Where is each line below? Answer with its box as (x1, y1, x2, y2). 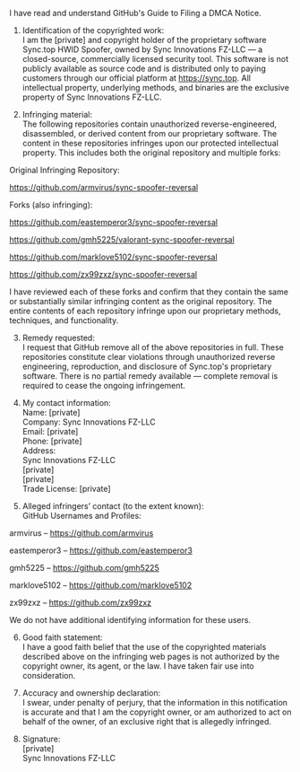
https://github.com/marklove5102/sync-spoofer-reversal (9, 251, 218, 262)
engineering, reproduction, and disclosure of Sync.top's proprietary (21, 361, 272, 372)
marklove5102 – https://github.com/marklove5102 (9, 580, 193, 591)
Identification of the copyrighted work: (21, 25, 165, 35)
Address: (21, 445, 56, 456)
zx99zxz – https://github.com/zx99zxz (9, 597, 152, 608)
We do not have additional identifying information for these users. (9, 615, 252, 625)
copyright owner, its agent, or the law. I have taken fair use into (21, 661, 255, 671)
